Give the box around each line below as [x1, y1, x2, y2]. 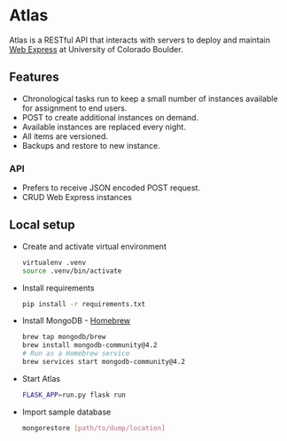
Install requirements [21, 282, 95, 293]
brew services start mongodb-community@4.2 [21, 358, 186, 367]
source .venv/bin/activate [21, 267, 122, 275]
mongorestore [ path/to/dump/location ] [21, 423, 166, 432]
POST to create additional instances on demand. [21, 112, 199, 122]
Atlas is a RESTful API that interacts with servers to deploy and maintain [9, 35, 270, 45]
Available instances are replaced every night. [21, 121, 186, 132]
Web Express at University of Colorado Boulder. [9, 43, 183, 54]
